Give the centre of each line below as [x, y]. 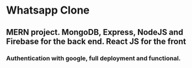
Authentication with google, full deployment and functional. [93, 58]
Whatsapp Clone [48, 10]
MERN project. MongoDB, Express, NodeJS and [95, 32]
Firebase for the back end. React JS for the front [96, 41]
